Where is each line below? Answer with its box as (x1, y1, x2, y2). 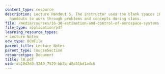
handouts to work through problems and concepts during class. (9, 16, 141, 21)
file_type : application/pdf (5, 25, 63, 30)
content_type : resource (5, 7, 54, 12)
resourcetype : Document (5, 52, 54, 57)
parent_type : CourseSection (5, 48, 63, 53)
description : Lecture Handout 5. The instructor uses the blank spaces (5, 12, 155, 17)
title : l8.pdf (5, 57, 34, 62)
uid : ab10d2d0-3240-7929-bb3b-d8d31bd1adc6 (5, 61, 96, 66)
